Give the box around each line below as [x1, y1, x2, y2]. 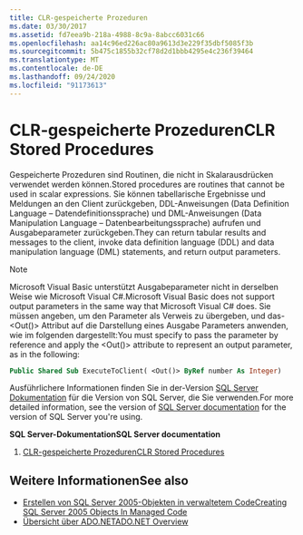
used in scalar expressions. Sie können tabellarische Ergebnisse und [9, 188, 266, 199]
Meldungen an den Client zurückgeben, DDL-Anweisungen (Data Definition [9, 198, 290, 209]
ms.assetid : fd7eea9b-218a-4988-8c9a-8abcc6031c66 [9, 30, 205, 39]
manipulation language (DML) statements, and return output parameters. [9, 246, 281, 257]
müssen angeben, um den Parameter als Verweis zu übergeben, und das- [9, 310, 286, 321]
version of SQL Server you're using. [9, 412, 143, 423]
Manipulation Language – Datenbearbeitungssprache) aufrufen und [9, 217, 261, 228]
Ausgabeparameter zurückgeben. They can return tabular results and [9, 227, 267, 238]
